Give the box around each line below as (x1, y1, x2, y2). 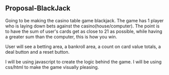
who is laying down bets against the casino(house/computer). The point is (5, 23, 160, 29)
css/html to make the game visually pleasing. (5, 64, 99, 70)
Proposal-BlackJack (5, 4, 71, 13)
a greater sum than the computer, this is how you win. (5, 33, 117, 40)
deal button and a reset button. (5, 49, 70, 55)
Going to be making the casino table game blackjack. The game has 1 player (5, 17, 164, 23)
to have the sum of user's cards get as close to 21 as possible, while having (5, 28, 163, 34)
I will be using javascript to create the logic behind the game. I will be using (5, 58, 162, 65)
